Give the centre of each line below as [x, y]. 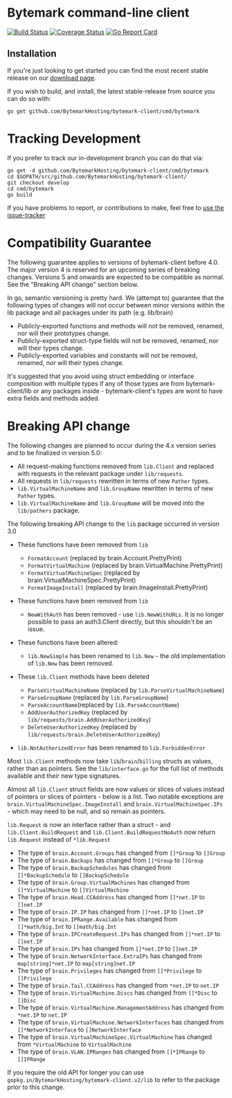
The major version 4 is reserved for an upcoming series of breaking [104, 269]
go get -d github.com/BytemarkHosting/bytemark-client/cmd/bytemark [108, 170]
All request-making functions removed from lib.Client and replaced [115, 466]
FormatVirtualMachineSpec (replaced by [84, 572]
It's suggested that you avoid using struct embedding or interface [101, 376]
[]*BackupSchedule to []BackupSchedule [73, 875]
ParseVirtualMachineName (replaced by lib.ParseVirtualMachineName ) [126, 690]
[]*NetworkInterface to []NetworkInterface [79, 1029]
